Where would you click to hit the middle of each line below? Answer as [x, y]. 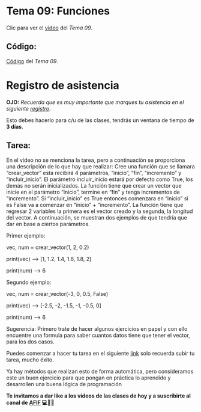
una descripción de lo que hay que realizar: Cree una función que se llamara [100, 166]
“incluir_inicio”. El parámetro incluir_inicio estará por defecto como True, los [100, 179]
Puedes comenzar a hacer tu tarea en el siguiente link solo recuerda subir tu [100, 353]
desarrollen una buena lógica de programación [64, 384]
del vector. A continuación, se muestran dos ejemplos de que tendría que [97, 217]
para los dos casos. [31, 342]
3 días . [15, 126]
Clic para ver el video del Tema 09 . [49, 28]
